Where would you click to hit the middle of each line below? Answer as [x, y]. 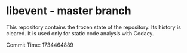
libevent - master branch [69, 11]
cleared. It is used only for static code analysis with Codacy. [80, 33]
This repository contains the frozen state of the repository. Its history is [93, 27]
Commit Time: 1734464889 [40, 45]
